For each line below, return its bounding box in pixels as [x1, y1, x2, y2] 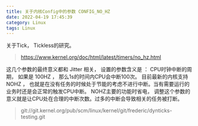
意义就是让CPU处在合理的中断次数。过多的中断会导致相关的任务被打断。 [6, 95, 183, 102]
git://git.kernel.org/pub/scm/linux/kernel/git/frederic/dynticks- [20, 107, 173, 114]
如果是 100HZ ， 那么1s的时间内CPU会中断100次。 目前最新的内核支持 [17, 73, 189, 80]
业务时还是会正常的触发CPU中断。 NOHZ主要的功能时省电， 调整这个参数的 [6, 88, 190, 95]
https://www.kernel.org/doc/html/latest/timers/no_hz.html [20, 54, 161, 61]
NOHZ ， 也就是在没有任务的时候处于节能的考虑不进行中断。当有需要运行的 [6, 81, 190, 88]
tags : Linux [6, 25, 35, 31]
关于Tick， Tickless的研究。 [6, 42, 75, 49]
